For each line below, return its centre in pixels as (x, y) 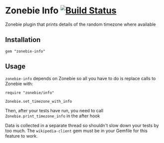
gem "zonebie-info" (25, 51)
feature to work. (22, 136)
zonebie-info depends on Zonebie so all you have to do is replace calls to (81, 78)
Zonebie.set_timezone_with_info (39, 101)
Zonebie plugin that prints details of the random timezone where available (81, 24)
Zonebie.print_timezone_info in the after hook (53, 116)
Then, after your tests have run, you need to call (54, 110)
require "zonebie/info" (30, 93)
